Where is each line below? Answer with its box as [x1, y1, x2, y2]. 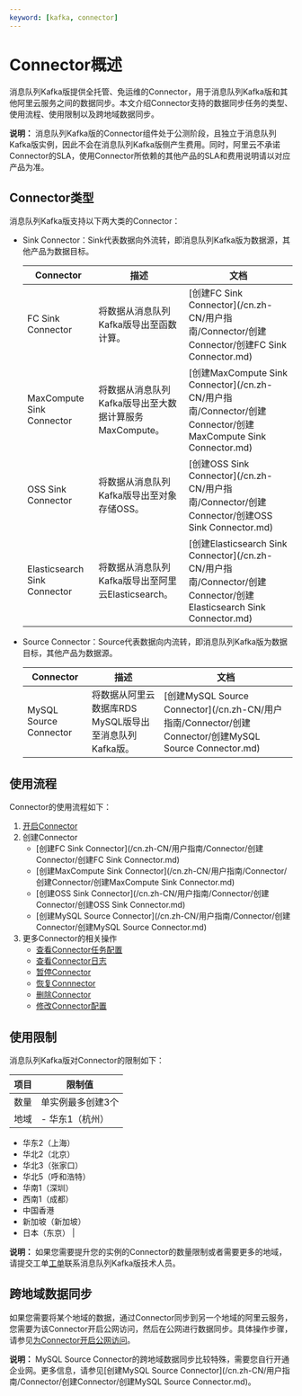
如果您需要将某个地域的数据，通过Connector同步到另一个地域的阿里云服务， [9, 1312, 293, 1322]
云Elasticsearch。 [98, 588, 173, 600]
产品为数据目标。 [30, 246, 94, 257]
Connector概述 [9, 55, 123, 75]
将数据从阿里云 [91, 689, 155, 701]
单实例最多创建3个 [40, 1096, 120, 1108]
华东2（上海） [22, 1138, 75, 1148]
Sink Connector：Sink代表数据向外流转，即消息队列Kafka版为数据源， [22, 235, 283, 245]
